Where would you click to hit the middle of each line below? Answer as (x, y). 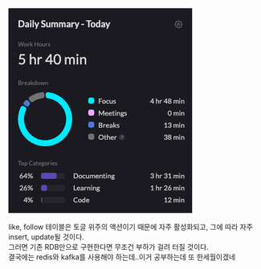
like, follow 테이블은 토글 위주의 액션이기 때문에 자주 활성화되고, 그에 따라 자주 (130, 227)
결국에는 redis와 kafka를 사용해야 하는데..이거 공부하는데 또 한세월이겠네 (122, 257)
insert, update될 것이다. (46, 237)
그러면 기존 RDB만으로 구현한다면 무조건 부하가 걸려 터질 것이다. (108, 247)
